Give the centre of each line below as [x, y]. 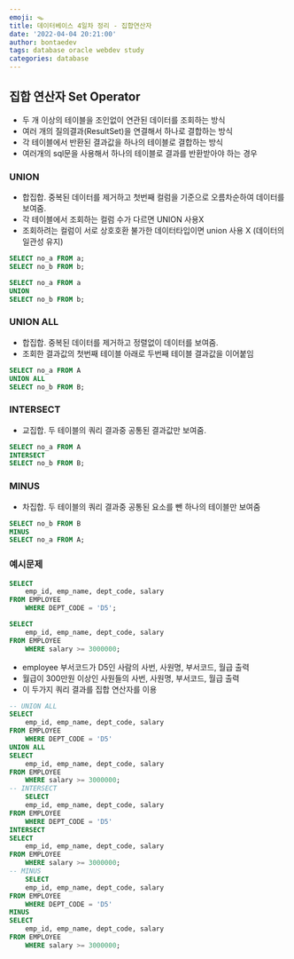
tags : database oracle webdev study [77, 51]
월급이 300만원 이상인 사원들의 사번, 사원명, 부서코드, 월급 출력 [131, 678]
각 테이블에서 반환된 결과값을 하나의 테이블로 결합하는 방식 [123, 142]
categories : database [49, 59]
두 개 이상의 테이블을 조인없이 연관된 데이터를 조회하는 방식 [124, 120]
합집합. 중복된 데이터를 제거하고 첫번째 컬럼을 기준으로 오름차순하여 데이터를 [153, 197]
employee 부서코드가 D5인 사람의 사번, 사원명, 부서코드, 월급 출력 [135, 667]
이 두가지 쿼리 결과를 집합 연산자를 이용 [89, 689]
